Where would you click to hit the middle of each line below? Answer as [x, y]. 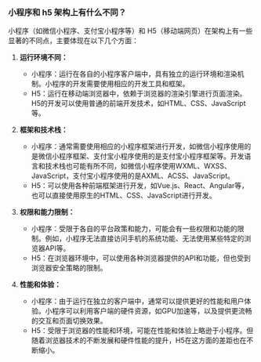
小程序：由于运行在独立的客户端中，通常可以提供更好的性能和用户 [138, 301]
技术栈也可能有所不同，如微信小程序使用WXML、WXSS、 [138, 166]
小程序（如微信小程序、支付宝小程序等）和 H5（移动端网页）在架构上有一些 [130, 31]
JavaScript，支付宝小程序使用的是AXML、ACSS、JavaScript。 [133, 176]
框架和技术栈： [43, 130]
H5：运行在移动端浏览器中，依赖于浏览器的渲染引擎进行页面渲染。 [139, 94]
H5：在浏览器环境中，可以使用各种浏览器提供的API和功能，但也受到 [141, 258]
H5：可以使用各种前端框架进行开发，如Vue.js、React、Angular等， [140, 186]
